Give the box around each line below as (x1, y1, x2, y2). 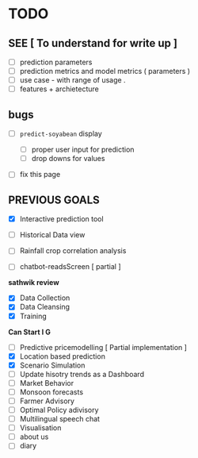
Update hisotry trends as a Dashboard (19, 369, 145, 379)
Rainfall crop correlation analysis (19, 246, 127, 256)
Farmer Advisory (19, 396, 75, 406)
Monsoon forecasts (19, 387, 84, 397)
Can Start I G (8, 327, 51, 337)
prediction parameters (19, 57, 93, 67)
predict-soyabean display (19, 129, 103, 139)
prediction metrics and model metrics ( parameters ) (19, 67, 191, 76)
